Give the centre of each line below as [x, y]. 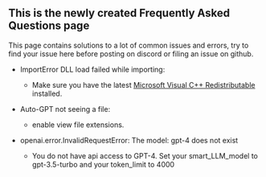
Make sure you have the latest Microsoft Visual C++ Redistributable [143, 84]
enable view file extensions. [78, 125]
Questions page [49, 26]
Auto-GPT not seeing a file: [65, 109]
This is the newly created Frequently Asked [119, 13]
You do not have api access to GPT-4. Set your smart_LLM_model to [145, 155]
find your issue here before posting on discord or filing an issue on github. [131, 54]
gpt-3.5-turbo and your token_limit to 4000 [103, 164]
